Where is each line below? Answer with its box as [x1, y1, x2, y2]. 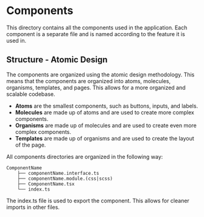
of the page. [15, 141, 46, 149]
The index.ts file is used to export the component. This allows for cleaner [6, 197, 190, 204]
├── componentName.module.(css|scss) [17, 175, 113, 182]
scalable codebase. [6, 90, 55, 98]
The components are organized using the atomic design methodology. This [6, 71, 195, 78]
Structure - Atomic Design [6, 54, 108, 65]
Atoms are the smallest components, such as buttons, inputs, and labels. [15, 102, 199, 109]
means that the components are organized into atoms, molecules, [6, 77, 171, 84]
